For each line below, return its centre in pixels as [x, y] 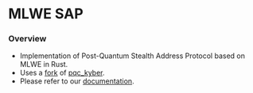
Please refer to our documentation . [77, 81]
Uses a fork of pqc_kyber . [62, 73]
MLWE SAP [46, 14]
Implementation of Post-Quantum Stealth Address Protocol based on [132, 56]
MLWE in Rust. [44, 64]
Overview [27, 39]
